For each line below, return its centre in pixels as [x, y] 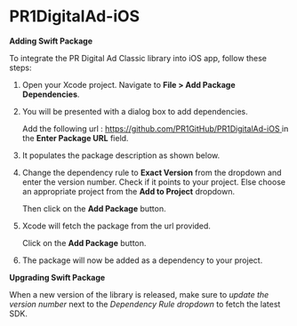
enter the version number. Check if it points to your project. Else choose [154, 182]
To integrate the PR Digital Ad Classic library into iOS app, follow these [138, 58]
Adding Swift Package [51, 41]
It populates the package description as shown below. [121, 155]
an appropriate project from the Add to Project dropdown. [128, 191]
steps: [20, 68]
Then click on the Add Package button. [94, 208]
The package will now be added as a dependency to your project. [142, 260]
